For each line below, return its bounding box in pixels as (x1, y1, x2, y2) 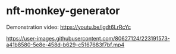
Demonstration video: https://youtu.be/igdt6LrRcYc (6, 23, 131, 31)
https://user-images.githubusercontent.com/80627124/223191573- (6, 35, 171, 42)
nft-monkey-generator (6, 4, 120, 18)
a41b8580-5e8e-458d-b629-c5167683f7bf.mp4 (6, 41, 125, 48)
